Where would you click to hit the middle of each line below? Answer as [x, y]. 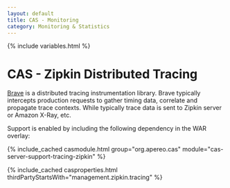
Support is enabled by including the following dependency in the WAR [107, 129]
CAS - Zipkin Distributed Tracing [103, 74]
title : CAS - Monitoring [43, 20]
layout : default [30, 13]
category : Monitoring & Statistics [59, 26]
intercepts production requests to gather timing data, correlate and [102, 100]
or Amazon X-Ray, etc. [39, 115]
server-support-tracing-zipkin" [51, 157]
